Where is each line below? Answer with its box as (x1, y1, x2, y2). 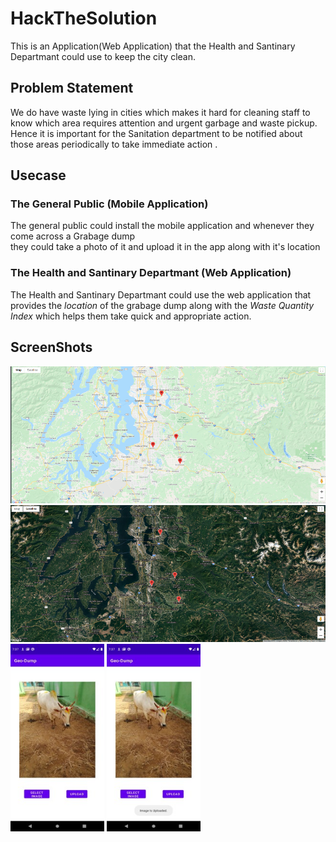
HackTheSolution (10, 7, 158, 30)
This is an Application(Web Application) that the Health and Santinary (10, 40, 296, 52)
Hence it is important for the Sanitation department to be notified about (10, 127, 303, 139)
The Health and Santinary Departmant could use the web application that (10, 288, 312, 301)
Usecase (10, 167, 67, 184)
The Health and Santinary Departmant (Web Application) (10, 266, 292, 280)
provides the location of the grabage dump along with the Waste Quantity (10, 299, 315, 311)
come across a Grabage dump (10, 230, 136, 242)
